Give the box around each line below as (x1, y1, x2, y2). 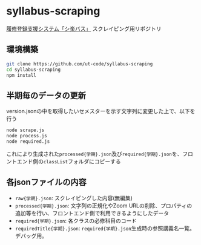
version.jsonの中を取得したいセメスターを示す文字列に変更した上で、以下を (6, 108, 196, 115)
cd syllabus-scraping (6, 67, 61, 73)
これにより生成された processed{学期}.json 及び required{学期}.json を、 (6, 150, 183, 157)
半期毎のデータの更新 (6, 90, 86, 100)
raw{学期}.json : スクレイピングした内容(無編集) (15, 194, 133, 201)
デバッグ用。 (15, 232, 47, 240)
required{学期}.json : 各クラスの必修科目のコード (15, 217, 137, 224)
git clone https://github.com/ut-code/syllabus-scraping (6, 60, 153, 67)
